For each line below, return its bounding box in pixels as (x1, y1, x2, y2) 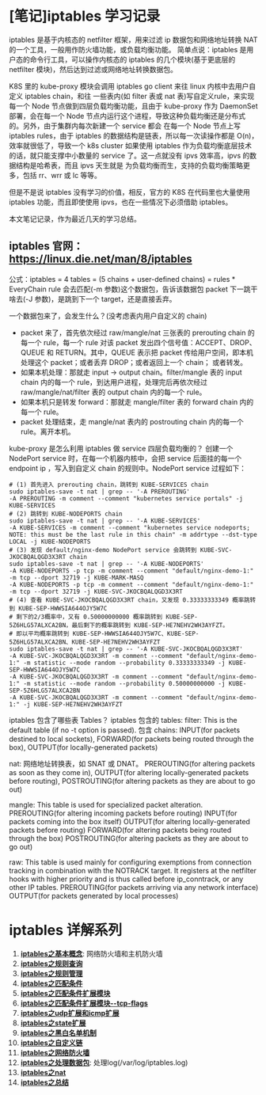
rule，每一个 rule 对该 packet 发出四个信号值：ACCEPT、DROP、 (43, 337, 256, 347)
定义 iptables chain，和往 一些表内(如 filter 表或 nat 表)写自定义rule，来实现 (9, 91, 255, 101)
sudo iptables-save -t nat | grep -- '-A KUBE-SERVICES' (9, 516, 201, 525)
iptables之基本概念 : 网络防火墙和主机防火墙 (20, 949, 163, 958)
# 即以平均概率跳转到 (9, 629, 70, 637)
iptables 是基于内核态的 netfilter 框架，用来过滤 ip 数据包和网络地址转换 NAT (9, 35, 258, 44)
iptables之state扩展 (20, 1018, 86, 1028)
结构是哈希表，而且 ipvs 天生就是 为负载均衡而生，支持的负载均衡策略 (15, 160, 244, 170)
